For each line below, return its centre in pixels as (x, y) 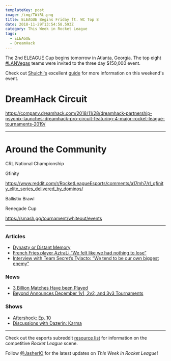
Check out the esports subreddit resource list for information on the (76, 338)
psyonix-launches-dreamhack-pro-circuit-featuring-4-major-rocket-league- (85, 118)
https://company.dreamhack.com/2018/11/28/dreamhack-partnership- (79, 113)
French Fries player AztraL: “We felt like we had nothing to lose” (79, 252)
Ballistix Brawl (20, 198)
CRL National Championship (35, 163)
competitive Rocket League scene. (41, 343)
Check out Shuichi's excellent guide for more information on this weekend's (85, 73)
